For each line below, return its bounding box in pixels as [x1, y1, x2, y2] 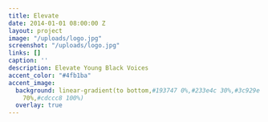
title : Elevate [8, 11, 59, 20]
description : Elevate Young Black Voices [8, 64, 149, 72]
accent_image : [8, 79, 56, 87]
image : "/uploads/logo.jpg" [8, 34, 103, 43]
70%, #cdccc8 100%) [22, 94, 84, 102]
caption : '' [8, 57, 48, 65]
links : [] [8, 49, 42, 57]
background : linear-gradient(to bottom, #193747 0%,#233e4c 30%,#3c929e [15, 86, 261, 95]
